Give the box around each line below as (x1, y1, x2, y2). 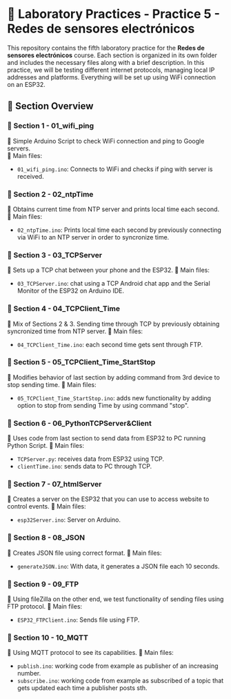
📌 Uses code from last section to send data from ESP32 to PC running (7, 434, 206, 442)
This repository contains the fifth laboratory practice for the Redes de (7, 43, 205, 52)
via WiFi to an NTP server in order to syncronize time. (17, 233, 170, 241)
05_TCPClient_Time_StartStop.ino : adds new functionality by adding (17, 393, 212, 402)
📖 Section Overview (7, 100, 94, 112)
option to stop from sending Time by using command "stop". (17, 401, 190, 409)
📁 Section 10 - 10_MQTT (7, 633, 88, 642)
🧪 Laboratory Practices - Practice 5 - (7, 6, 221, 22)
